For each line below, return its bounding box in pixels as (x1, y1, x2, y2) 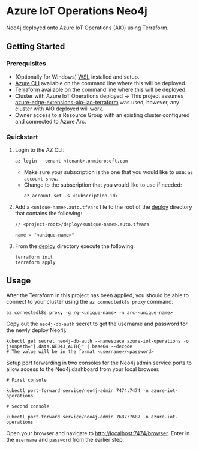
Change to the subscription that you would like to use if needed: (23, 181, 182, 188)
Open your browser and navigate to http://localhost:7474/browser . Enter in (6, 429, 190, 436)
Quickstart (6, 133, 38, 141)
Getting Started (6, 41, 65, 52)
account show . (23, 175, 58, 182)
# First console (6, 377, 47, 383)
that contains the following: (14, 209, 82, 217)
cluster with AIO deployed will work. (14, 105, 104, 112)
